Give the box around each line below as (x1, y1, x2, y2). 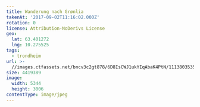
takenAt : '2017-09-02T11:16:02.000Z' (6, 14, 100, 20)
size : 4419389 (6, 70, 42, 75)
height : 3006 (11, 86, 44, 92)
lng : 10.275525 (11, 42, 49, 48)
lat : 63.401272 (11, 36, 49, 42)
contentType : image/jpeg (6, 92, 68, 97)
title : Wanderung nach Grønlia (6, 8, 84, 15)
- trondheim (11, 53, 42, 59)
